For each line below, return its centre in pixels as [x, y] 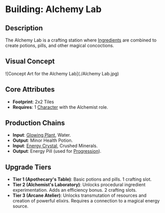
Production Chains [35, 123]
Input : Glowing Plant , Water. [42, 135]
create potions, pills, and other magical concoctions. [60, 46]
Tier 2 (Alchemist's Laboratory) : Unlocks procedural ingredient [79, 185]
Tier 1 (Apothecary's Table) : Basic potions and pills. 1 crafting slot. [82, 179]
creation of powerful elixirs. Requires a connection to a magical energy [86, 201]
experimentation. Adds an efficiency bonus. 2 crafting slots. [75, 190]
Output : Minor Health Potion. [43, 141]
